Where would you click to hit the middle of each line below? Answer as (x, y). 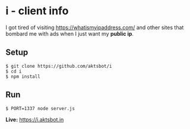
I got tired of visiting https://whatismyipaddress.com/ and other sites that (95, 27)
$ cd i (14, 71)
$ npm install (23, 76)
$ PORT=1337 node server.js (40, 108)
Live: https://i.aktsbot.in (35, 119)
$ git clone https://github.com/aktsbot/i (59, 66)
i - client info (37, 11)
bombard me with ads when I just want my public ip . (70, 33)
